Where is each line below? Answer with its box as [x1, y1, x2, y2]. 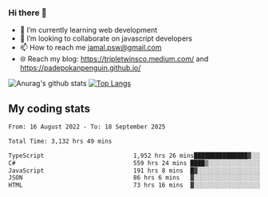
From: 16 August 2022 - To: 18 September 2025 [8, 123, 166, 131]
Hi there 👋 [8, 7, 48, 18]
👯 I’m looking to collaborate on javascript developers [19, 33, 193, 43]
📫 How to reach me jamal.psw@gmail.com [19, 43, 162, 53]
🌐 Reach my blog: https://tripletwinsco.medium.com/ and [19, 54, 209, 64]
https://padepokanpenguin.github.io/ [19, 63, 141, 73]
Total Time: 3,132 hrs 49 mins [8, 137, 112, 145]
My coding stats [8, 101, 90, 115]
